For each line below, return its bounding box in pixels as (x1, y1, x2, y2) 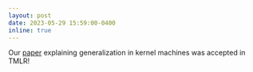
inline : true (8, 26, 52, 34)
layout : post (8, 11, 52, 20)
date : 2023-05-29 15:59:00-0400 (8, 19, 116, 27)
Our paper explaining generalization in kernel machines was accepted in (8, 48, 246, 58)
